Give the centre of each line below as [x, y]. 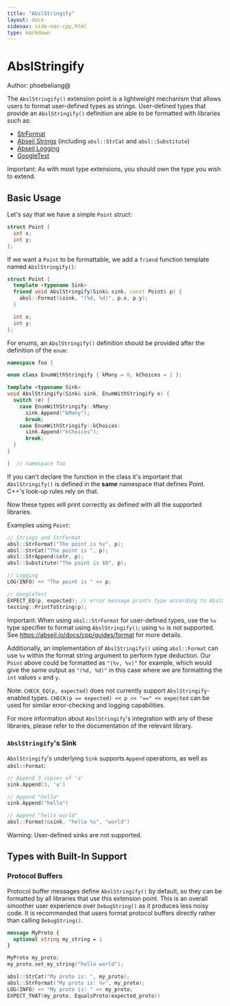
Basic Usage [34, 198]
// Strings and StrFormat [44, 538]
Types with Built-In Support [67, 857]
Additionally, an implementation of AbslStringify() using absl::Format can [113, 648]
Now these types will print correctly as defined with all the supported [104, 504]
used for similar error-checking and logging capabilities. [86, 705]
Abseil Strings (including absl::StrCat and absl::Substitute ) [103, 141]
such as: [19, 121]
